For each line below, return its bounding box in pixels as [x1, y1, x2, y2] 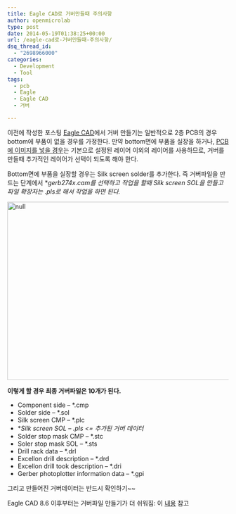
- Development [13, 63, 55, 70]
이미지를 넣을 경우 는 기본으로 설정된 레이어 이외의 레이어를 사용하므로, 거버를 [14, 146, 225, 154]
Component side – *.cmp [17, 401, 89, 409]
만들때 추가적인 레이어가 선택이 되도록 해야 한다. [7, 154, 139, 163]
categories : [7, 56, 42, 63]
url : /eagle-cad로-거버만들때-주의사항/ [7, 37, 112, 44]
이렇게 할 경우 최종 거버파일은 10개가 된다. [7, 387, 122, 395]
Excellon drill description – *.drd [17, 454, 110, 463]
